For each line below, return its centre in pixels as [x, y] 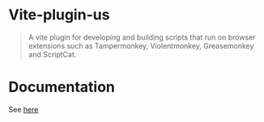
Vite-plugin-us [59, 15]
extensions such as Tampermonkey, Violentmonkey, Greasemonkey [141, 45]
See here [23, 109]
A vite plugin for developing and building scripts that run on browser [142, 37]
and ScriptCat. [52, 54]
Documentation [62, 87]
